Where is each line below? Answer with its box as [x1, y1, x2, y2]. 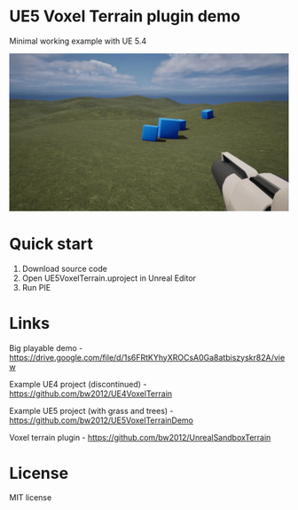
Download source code [21, 263, 108, 274]
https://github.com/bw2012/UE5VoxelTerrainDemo [9, 415, 193, 426]
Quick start [9, 234, 93, 254]
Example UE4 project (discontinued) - [9, 379, 147, 389]
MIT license [9, 492, 52, 503]
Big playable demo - [9, 342, 83, 353]
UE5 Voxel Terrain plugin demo [9, 6, 241, 27]
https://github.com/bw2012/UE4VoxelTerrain [9, 388, 173, 399]
